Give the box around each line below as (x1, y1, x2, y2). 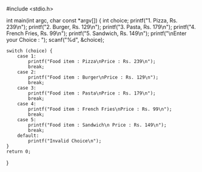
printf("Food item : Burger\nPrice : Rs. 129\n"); (28, 74, 159, 81)
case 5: (17, 117, 36, 123)
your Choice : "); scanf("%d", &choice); (6, 36, 105, 43)
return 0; (6, 148, 32, 154)
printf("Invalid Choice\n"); (28, 138, 102, 144)
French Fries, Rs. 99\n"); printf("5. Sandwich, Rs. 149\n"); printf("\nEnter (6, 30, 187, 37)
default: (17, 133, 39, 139)
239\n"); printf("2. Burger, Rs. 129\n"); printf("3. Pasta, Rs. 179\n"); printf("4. (6, 24, 196, 30)
